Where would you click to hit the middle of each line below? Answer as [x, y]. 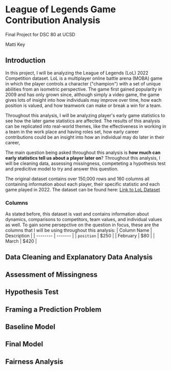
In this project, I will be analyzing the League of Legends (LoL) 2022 [77, 73]
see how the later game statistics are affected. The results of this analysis [83, 121]
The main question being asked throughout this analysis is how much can [83, 152]
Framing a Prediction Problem [53, 309]
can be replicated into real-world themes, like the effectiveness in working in [86, 126]
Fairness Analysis [34, 362]
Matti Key [15, 44]
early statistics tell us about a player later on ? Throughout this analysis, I [83, 158]
